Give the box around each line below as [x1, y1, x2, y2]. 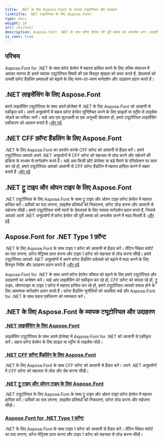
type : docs [5, 16, 27, 21]
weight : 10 [5, 20, 27, 26]
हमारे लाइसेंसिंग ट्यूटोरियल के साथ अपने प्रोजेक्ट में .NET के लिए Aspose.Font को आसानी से [5, 103, 151, 109]
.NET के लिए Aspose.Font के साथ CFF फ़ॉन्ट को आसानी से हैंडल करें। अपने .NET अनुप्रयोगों [5, 362, 157, 368]
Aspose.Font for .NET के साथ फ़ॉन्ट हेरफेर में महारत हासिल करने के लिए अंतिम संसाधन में [5, 65, 150, 71]
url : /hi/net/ [5, 25, 34, 30]
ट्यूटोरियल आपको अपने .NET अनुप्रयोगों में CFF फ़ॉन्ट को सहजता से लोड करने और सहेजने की [5, 153, 151, 159]
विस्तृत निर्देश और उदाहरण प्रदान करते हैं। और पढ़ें [5, 262, 80, 267]
